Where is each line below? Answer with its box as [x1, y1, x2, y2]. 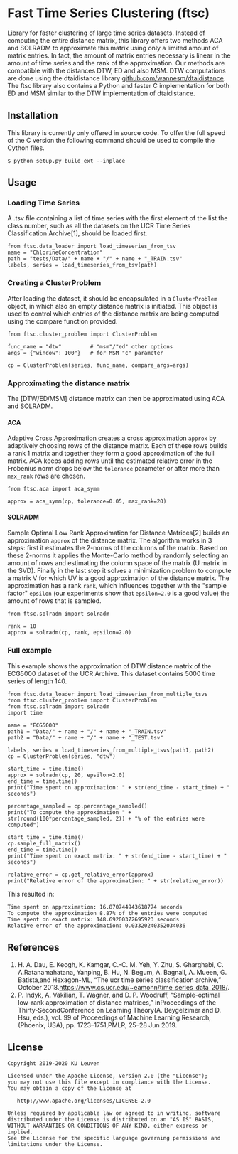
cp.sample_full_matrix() [7, 840, 81, 847]
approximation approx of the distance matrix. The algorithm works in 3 [7, 536, 212, 545]
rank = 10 [7, 623, 37, 630]
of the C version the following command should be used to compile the [7, 136, 215, 144]
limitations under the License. [7, 1141, 103, 1148]
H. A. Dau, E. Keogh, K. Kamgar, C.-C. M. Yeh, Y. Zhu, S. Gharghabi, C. [17, 960, 224, 968]
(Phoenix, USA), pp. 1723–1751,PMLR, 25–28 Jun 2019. [17, 1020, 178, 1029]
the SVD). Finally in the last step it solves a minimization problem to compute [7, 567, 232, 575]
